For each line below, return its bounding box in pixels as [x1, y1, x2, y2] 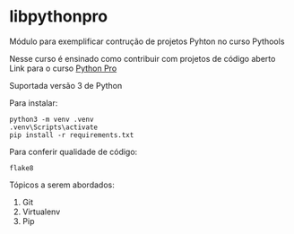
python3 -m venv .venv [9, 115, 94, 124]
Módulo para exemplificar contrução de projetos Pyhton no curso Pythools [9, 36, 285, 47]
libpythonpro [9, 6, 108, 27]
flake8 [9, 163, 34, 172]
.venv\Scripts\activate [9, 123, 99, 132]
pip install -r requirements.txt [9, 130, 134, 140]
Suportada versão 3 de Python [9, 80, 123, 91]
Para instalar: [9, 97, 58, 108]
